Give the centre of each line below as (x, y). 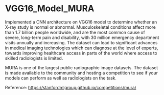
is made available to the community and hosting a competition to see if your (82, 73)
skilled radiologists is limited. (34, 58)
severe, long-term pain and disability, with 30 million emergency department (82, 38)
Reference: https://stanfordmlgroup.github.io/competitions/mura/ (71, 87)
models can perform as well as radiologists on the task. (61, 78)
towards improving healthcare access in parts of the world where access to (81, 53)
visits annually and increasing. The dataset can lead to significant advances (81, 42)
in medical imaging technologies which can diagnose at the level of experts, (82, 48)
